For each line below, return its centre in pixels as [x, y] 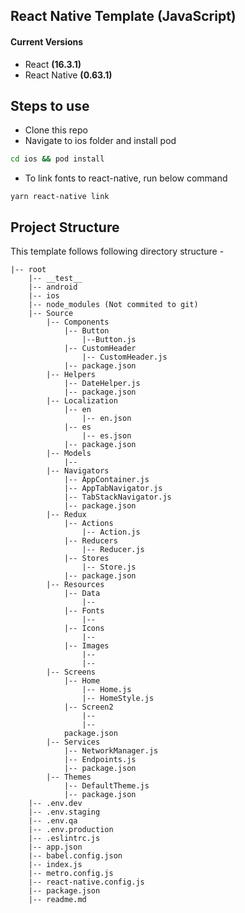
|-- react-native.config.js [86, 882]
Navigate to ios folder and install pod [100, 141]
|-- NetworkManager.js [111, 751]
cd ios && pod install [57, 159]
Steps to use [50, 105]
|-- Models [69, 454]
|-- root [28, 270]
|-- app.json [55, 847]
